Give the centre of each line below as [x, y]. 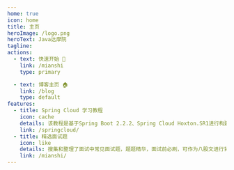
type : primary [40, 72]
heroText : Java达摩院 [37, 40]
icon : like [36, 143]
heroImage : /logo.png [39, 33]
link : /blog [37, 91]
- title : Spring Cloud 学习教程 [58, 111]
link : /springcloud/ [49, 130]
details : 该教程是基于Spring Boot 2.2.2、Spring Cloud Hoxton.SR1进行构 [122, 123]
